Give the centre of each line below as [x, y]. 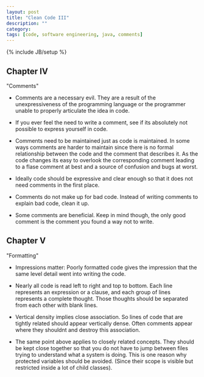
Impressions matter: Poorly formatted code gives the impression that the [106, 267]
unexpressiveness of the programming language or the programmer [100, 104]
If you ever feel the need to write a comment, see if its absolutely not [101, 122]
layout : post [23, 12]
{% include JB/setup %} [37, 52]
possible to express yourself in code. [62, 129]
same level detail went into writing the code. [70, 274]
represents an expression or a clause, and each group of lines [93, 292]
